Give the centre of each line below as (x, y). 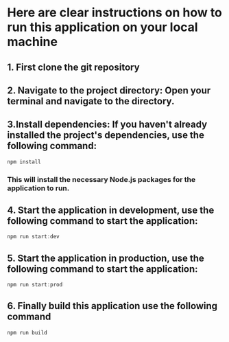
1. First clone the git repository (73, 67)
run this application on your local (103, 27)
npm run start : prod (35, 285)
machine (33, 42)
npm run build (27, 332)
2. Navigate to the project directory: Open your (109, 90)
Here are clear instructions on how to (115, 13)
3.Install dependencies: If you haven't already (107, 125)
